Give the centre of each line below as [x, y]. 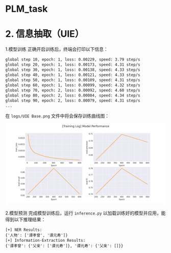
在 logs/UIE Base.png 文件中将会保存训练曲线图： [57, 116]
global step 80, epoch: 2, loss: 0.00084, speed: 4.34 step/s [73, 95]
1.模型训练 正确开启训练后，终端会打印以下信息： [57, 49]
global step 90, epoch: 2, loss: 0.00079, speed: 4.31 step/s [73, 101]
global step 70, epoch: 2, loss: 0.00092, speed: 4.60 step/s [73, 90]
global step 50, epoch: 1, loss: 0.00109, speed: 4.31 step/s [73, 80]
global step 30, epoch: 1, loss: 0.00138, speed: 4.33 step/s [73, 70]
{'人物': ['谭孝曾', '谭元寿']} [36, 236]
